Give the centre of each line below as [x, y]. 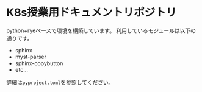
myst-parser [31, 57]
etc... [22, 69]
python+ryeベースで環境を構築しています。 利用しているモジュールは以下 [99, 30]
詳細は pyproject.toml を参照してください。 [60, 82]
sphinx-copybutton [39, 63]
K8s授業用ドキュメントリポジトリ [92, 12]
